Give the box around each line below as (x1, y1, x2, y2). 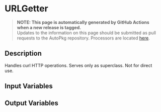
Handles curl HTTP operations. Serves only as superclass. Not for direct (4, 62, 153, 68)
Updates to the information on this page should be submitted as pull (16, 30, 156, 36)
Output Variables (4, 99, 59, 107)
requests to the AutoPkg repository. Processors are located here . (16, 35, 150, 41)
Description (4, 49, 42, 58)
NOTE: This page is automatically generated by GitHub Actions (16, 19, 150, 25)
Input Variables (4, 82, 53, 90)
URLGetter (4, 3, 48, 14)
